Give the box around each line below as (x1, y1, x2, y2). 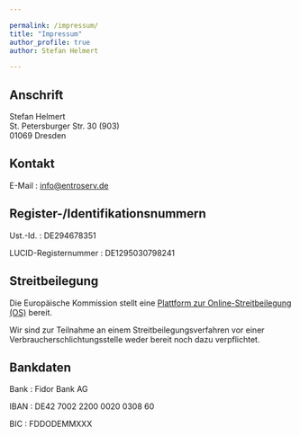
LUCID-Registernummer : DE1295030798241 (9, 247, 176, 258)
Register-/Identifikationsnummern (9, 206, 207, 221)
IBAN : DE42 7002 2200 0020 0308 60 (9, 401, 155, 412)
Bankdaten (9, 360, 72, 375)
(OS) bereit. (9, 307, 52, 317)
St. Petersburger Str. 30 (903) (9, 120, 120, 131)
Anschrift (9, 87, 64, 102)
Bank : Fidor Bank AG (9, 384, 88, 395)
